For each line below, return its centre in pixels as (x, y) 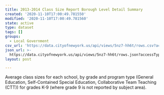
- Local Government (29, 41)
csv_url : (14, 46)
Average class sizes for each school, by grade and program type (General (79, 77)
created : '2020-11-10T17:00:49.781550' (46, 14)
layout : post (18, 59)
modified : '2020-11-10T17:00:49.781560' (47, 18)
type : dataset (20, 28)
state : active (20, 23)
